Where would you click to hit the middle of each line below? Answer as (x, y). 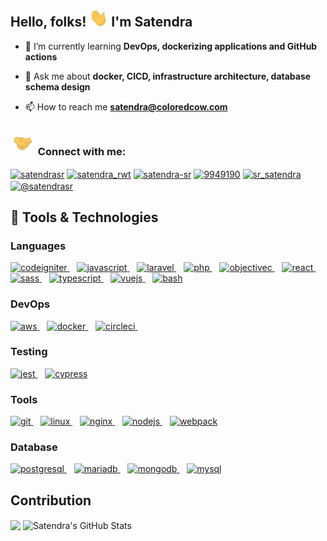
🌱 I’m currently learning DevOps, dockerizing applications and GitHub (171, 46)
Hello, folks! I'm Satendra (101, 22)
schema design (57, 86)
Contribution (51, 500)
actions (41, 56)
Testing (29, 352)
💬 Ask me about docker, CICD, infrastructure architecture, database (168, 76)
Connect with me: (82, 151)
